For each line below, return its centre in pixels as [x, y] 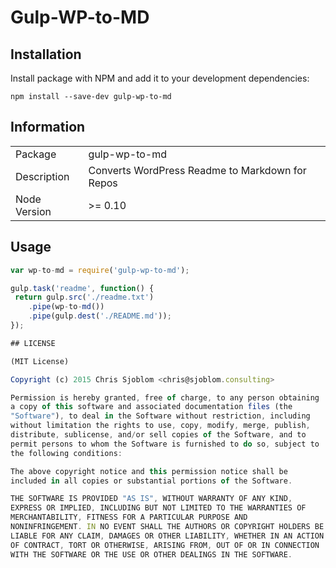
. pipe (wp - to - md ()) [66, 307]
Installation [46, 54]
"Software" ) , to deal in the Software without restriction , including [160, 416]
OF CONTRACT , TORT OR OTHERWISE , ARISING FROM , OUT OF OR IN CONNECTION [165, 545]
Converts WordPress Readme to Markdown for [197, 170]
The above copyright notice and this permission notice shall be [149, 471]
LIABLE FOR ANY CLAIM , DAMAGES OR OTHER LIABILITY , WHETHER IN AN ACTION [167, 536]
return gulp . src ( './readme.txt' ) [84, 297]
